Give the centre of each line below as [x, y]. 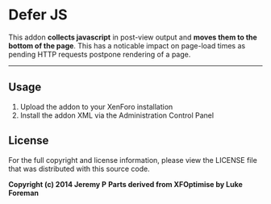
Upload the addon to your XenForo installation [96, 106]
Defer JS [38, 15]
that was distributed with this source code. [79, 169]
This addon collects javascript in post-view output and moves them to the [133, 37]
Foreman [23, 193]
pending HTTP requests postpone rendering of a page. [100, 54]
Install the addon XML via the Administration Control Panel [117, 115]
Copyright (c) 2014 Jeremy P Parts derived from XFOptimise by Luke [126, 184]
